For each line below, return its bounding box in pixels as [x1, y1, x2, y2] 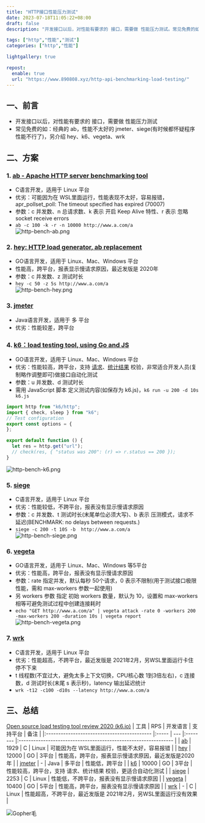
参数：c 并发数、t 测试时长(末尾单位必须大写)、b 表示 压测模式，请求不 [15, 511, 194, 519]
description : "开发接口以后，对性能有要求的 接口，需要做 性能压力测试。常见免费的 [6, 26, 196, 32]
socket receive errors [15, 215, 69, 222]
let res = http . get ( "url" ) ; [12, 443, 84, 449]
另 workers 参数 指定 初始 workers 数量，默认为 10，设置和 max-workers [15, 592, 198, 600]
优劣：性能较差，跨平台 [15, 323, 74, 331]
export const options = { [6, 421, 72, 427]
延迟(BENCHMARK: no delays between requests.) [15, 519, 140, 526]
